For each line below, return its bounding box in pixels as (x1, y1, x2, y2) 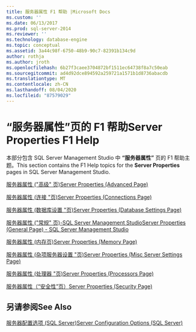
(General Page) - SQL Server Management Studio (6, 226, 129, 233)
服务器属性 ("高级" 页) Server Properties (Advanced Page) (6, 181, 149, 188)
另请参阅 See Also (6, 302, 72, 312)
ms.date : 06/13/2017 (6, 20, 58, 26)
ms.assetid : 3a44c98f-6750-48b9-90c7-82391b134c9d (6, 48, 136, 54)
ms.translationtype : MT (6, 76, 66, 82)
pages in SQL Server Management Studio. (6, 168, 111, 175)
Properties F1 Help (6, 133, 100, 147)
